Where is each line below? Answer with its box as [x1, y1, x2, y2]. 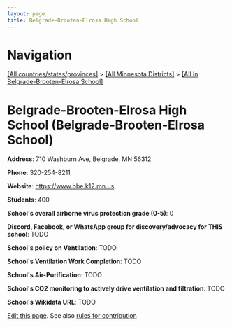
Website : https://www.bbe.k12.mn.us [7, 182, 115, 190]
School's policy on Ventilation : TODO [7, 244, 117, 252]
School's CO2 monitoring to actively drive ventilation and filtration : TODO [7, 284, 225, 293]
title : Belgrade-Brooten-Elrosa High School [7, 17, 139, 24]
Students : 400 [7, 195, 50, 204]
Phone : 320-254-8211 [7, 169, 71, 177]
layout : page [7, 10, 45, 18]
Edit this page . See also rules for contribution [7, 312, 138, 320]
